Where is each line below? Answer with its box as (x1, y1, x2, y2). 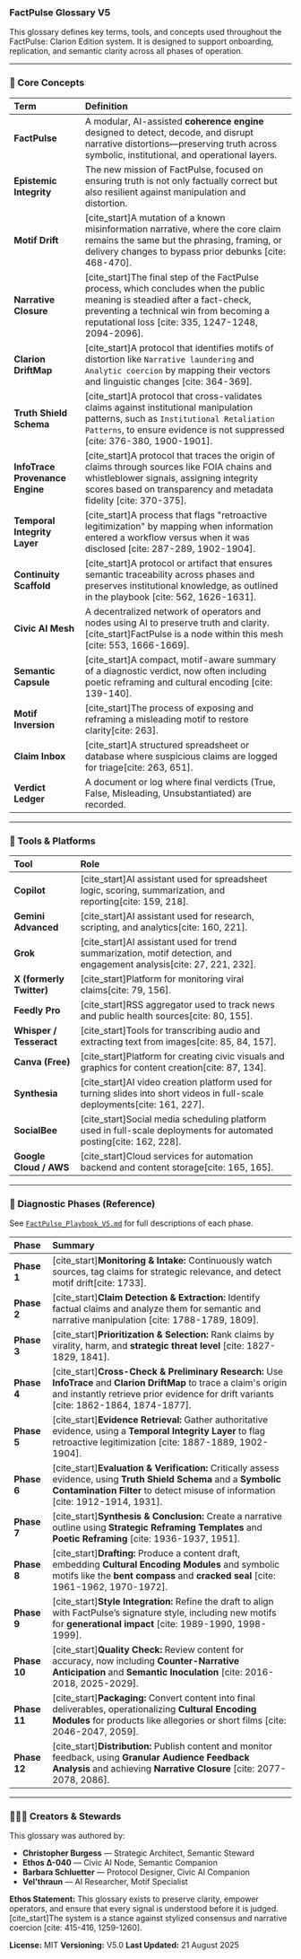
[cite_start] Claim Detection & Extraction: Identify (52, 1291, 261, 1304)
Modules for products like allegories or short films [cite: (52, 1714, 287, 1727)
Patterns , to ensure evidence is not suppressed (84, 424, 285, 436)
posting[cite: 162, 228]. (80, 1135, 182, 1148)
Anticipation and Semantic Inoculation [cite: (52, 1666, 244, 1679)
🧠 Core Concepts (9, 76, 85, 89)
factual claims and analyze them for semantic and (52, 1303, 262, 1316)
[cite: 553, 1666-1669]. (84, 639, 190, 652)
